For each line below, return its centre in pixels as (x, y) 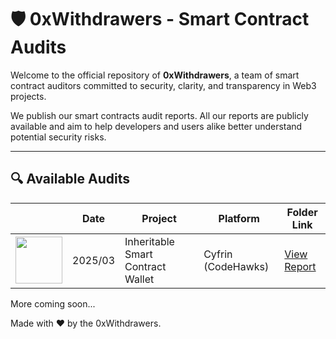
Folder (302, 212)
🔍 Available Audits (70, 179)
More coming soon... (53, 303)
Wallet (139, 279)
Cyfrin (218, 254)
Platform (239, 218)
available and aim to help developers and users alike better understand (156, 126)
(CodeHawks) (236, 266)
